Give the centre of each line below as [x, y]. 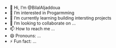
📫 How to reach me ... [32, 29]
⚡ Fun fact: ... [23, 41]
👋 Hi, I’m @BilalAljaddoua [35, 8]
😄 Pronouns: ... [25, 36]
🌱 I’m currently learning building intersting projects [60, 18]
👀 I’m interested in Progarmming [42, 13]
